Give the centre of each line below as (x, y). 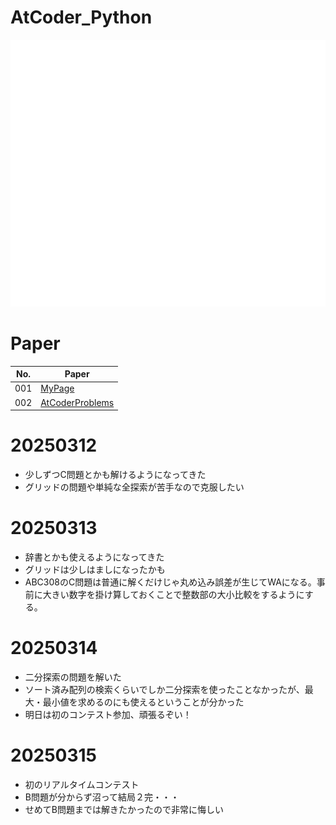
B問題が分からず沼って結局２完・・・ (102, 797)
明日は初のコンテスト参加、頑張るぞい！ (108, 714)
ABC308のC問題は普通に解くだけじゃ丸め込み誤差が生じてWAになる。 (170, 582)
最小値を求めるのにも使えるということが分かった (143, 702)
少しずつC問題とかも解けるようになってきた (115, 475)
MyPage (57, 388)
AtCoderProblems (77, 402)
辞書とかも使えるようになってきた (94, 557)
